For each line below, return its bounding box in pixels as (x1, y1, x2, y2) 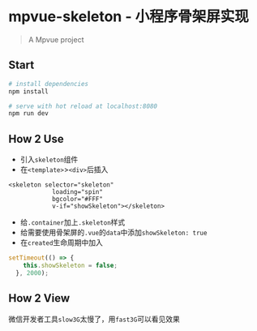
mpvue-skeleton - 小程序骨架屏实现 (8, 7, 249, 26)
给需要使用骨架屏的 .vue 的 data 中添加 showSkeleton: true (19, 228, 208, 238)
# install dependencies (8, 80, 89, 88)
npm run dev (8, 110, 49, 118)
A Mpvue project (28, 34, 84, 45)
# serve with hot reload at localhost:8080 (8, 102, 158, 110)
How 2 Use (8, 131, 64, 146)
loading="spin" (51, 188, 104, 196)
